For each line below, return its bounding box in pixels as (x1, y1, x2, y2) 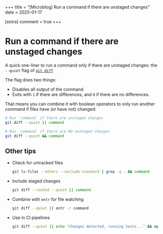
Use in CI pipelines (12, 214, 50, 220)
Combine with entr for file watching (12, 196, 84, 202)
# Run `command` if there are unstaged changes (5, 116, 104, 120)
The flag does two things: (5, 77, 56, 82)
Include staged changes (12, 178, 61, 184)
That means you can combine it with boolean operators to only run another (5, 101, 155, 107)
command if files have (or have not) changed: (5, 106, 96, 112)
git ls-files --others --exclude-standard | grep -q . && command (12, 169, 150, 175)
